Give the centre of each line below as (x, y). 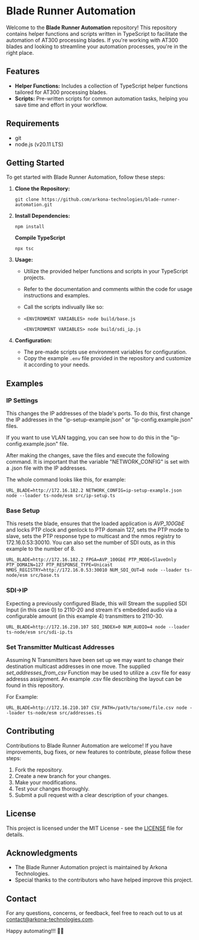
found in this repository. (35, 685)
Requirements (33, 124)
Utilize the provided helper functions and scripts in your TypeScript (106, 271)
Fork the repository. (39, 770)
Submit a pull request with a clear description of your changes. (92, 795)
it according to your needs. (57, 365)
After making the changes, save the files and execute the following (88, 455)
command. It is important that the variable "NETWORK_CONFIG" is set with (98, 462)
